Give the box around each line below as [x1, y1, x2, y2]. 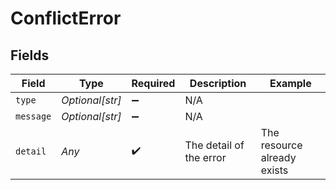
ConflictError [10, 7, 122, 30]
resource [260, 138, 303, 152]
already [260, 151, 297, 164]
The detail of [184, 138, 245, 152]
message [15, 111, 52, 122]
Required [131, 77, 176, 90]
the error [184, 151, 227, 164]
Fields [10, 47, 50, 64]
